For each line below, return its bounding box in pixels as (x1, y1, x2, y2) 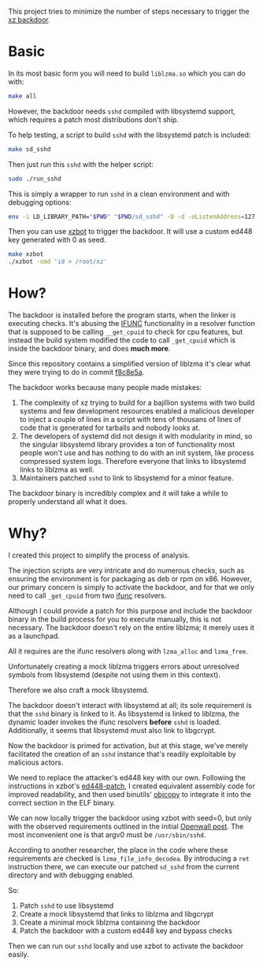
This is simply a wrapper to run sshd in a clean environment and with (8, 189, 230, 198)
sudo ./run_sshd (8, 175, 61, 183)
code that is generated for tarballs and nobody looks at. (19, 423, 201, 432)
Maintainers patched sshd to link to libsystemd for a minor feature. (19, 473, 234, 483)
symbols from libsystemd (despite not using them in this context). (8, 670, 221, 680)
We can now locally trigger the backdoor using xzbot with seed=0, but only (8, 813, 252, 823)
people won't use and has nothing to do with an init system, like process (19, 448, 254, 458)
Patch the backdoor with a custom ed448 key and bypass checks (19, 926, 232, 936)
